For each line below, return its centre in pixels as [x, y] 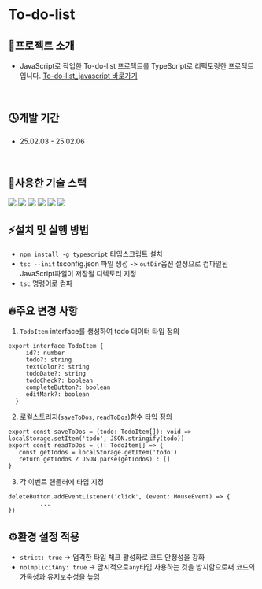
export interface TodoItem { [56, 346]
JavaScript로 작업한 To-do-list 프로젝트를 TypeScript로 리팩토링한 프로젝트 [137, 66]
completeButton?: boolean [68, 387]
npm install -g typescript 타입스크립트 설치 [91, 254]
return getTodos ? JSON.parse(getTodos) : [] [94, 459]
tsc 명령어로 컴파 [46, 283]
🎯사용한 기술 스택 [47, 183]
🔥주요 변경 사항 [43, 311]
